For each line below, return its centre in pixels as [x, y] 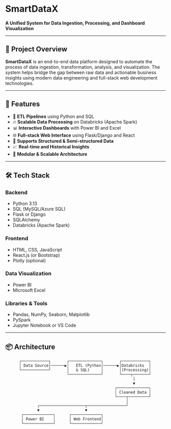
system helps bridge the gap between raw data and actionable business [81, 72]
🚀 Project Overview [36, 49]
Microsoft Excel [29, 290]
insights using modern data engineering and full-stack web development [81, 78]
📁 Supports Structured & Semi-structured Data [63, 141]
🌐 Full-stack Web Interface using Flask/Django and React [74, 135]
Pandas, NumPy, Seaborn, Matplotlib [51, 315]
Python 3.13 [25, 204]
